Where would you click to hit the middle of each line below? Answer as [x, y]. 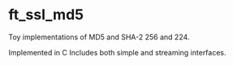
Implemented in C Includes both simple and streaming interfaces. [117, 52]
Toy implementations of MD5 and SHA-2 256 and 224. [99, 37]
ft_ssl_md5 [46, 15]
